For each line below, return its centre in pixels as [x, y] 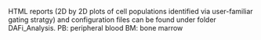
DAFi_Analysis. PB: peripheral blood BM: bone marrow [96, 28]
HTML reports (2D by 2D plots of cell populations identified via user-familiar [130, 11]
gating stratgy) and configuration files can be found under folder [112, 20]
